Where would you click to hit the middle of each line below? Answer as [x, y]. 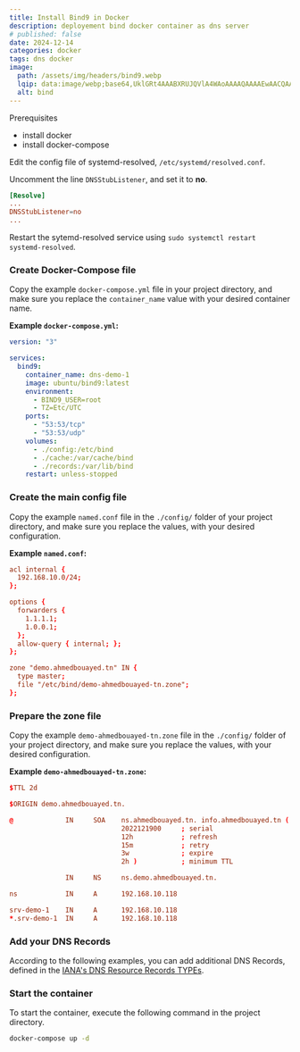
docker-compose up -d [50, 1039]
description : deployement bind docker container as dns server [129, 26]
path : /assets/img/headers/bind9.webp [90, 76]
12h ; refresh [169, 837]
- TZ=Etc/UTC [57, 408]
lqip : [28, 84]
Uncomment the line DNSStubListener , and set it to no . [108, 179]
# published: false [46, 34]
